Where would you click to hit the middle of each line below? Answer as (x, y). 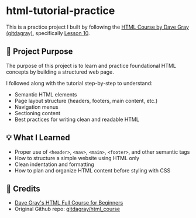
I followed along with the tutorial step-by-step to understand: (80, 83)
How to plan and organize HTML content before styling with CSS (92, 170)
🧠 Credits (23, 188)
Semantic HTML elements (46, 94)
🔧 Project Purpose (39, 52)
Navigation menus (36, 107)
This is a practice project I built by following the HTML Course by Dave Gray (97, 27)
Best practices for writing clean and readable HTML (77, 119)
